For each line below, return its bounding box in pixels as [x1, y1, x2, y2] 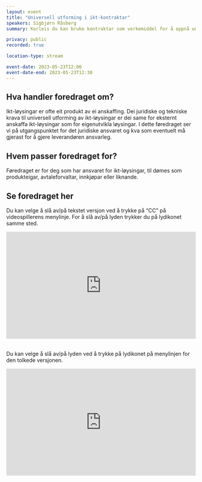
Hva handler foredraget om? [6, 92, 114, 103]
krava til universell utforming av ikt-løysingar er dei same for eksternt [6, 114, 177, 121]
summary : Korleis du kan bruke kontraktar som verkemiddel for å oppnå [6, 25, 189, 32]
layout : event [6, 8, 42, 15]
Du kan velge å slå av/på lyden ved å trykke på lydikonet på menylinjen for [6, 350, 191, 357]
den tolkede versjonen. [6, 357, 63, 364]
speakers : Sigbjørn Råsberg [6, 20, 77, 26]
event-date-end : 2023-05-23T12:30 [6, 69, 93, 75]
